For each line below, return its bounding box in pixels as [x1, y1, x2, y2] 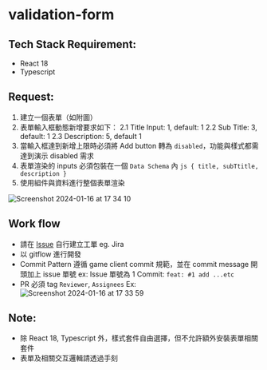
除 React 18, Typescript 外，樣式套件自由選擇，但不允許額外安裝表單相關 [19, 333, 259, 343]
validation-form [8, 6, 115, 24]
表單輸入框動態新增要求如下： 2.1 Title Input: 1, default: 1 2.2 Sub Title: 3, [19, 122, 257, 132]
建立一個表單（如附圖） [19, 112, 97, 121]
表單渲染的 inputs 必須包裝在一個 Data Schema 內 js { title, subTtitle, [19, 161, 259, 170]
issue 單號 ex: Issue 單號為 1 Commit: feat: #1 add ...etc [42, 269, 235, 279]
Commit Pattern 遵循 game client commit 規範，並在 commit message [19, 259, 249, 269]
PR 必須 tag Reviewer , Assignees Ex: [19, 279, 137, 288]
